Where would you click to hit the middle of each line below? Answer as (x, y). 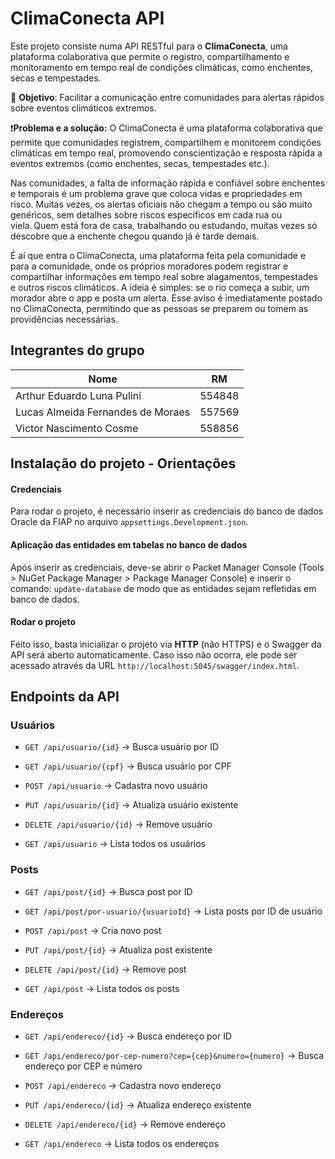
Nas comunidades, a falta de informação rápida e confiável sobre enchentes (168, 183)
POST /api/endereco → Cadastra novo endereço (123, 1086)
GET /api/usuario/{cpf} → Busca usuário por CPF (128, 766)
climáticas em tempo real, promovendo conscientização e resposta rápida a (166, 153)
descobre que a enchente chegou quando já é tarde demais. (135, 236)
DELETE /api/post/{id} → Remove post (105, 969)
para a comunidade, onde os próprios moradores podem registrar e (149, 266)
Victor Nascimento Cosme (77, 428)
